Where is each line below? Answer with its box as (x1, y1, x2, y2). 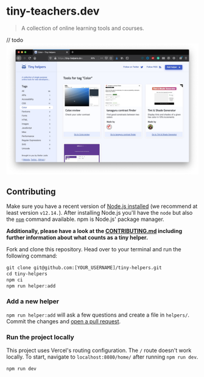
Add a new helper (6, 297, 60, 306)
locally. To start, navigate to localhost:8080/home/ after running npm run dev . (6, 353, 199, 361)
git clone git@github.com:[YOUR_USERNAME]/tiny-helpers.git (6, 265, 163, 271)
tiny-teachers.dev (6, 4, 100, 18)
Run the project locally (6, 332, 74, 341)
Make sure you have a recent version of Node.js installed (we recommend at (6, 203, 198, 210)
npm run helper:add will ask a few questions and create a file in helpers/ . (6, 311, 190, 318)
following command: (6, 252, 58, 260)
